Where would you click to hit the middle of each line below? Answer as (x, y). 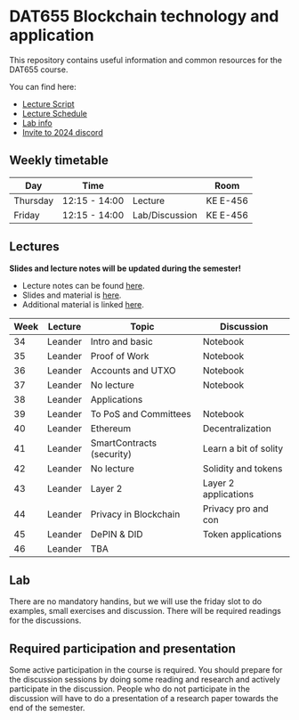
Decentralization (237, 428)
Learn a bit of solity (243, 448)
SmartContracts (124, 443)
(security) (111, 454)
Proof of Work (120, 356)
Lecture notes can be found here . (83, 285)
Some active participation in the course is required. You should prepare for (146, 670)
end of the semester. (47, 708)
